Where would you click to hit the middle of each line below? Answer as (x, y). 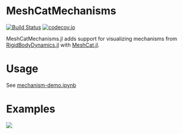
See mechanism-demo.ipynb (41, 85)
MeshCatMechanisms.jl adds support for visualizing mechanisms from (92, 38)
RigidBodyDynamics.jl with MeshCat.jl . (53, 45)
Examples (31, 109)
